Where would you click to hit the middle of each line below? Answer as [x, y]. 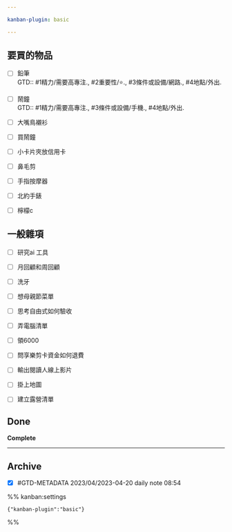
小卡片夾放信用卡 [41, 151]
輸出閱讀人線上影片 [45, 370]
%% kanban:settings [37, 497]
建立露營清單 [35, 399]
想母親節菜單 [35, 296]
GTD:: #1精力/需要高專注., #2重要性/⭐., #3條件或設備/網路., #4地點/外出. [119, 82]
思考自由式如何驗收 [45, 311]
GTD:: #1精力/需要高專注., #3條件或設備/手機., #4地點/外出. [101, 107]
